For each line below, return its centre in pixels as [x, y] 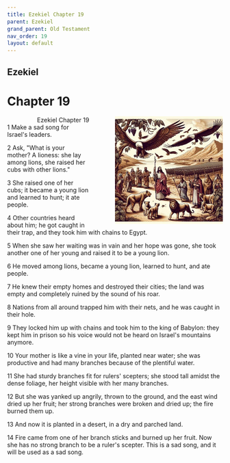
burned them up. [31, 411]
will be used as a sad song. [46, 452]
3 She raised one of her [40, 183]
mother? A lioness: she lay [44, 155]
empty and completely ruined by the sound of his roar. [84, 294]
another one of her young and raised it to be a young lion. [88, 253]
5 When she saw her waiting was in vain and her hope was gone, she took [112, 246]
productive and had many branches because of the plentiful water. [101, 363]
